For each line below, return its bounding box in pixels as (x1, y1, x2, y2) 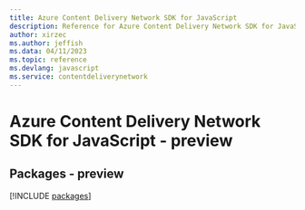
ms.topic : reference (9, 55, 88, 64)
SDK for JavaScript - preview (9, 130, 233, 150)
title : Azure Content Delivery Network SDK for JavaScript (9, 13, 238, 23)
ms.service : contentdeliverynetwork (9, 72, 148, 81)
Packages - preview (9, 167, 124, 182)
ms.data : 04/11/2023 (9, 47, 88, 56)
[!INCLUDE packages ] (9, 190, 92, 201)
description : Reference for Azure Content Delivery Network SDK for (9, 22, 274, 31)
